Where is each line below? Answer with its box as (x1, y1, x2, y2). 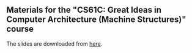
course (6, 24, 34, 34)
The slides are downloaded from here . (6, 40, 103, 48)
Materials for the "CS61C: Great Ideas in (6, 5, 162, 15)
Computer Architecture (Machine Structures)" (6, 15, 186, 25)
